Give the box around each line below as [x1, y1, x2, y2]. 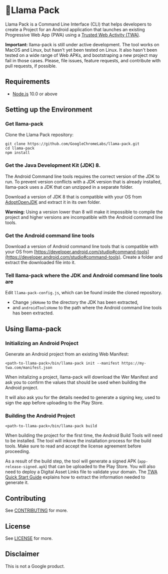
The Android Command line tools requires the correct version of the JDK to [5, 173, 160, 179]
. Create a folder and [120, 254, 163, 260]
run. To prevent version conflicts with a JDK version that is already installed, [5, 178, 162, 185]
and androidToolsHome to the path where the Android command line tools [12, 305, 162, 311]
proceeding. [5, 448, 30, 454]
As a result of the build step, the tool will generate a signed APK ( [5, 458, 139, 464]
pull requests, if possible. [5, 63, 57, 69]
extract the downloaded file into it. [5, 260, 76, 266]
